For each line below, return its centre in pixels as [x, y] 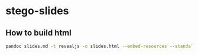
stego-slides [37, 11]
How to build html [38, 33]
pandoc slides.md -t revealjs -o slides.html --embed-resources [86, 46]
